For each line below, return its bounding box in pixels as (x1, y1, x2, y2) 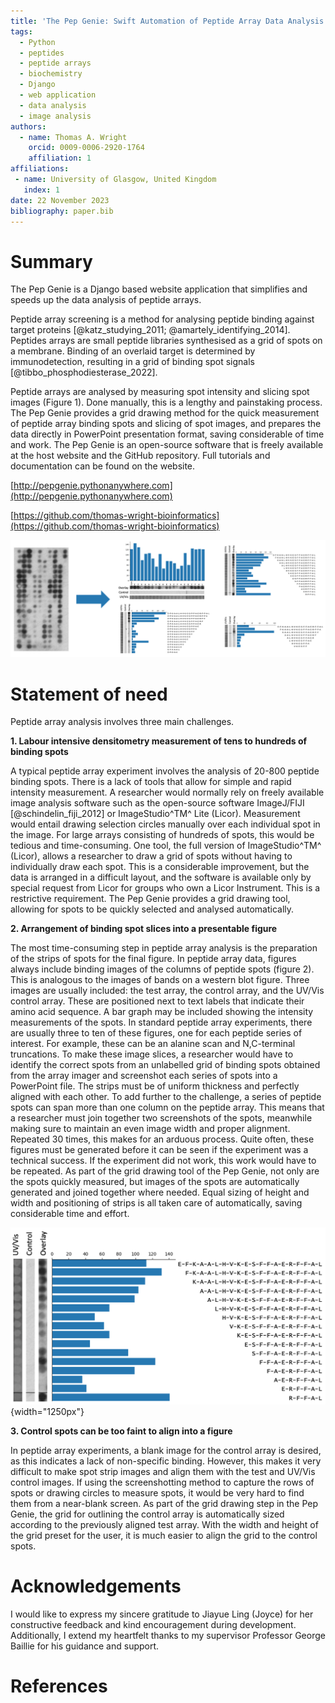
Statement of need (10, 683, 168, 705)
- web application (19, 90, 97, 100)
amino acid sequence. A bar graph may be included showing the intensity (10, 1006, 314, 1018)
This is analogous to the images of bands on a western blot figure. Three (10, 974, 310, 986)
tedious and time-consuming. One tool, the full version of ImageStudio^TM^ (10, 840, 322, 852)
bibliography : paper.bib (10, 206, 114, 216)
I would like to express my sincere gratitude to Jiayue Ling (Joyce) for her (10, 1608, 314, 1620)
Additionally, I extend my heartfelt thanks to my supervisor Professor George (10, 1630, 326, 1642)
